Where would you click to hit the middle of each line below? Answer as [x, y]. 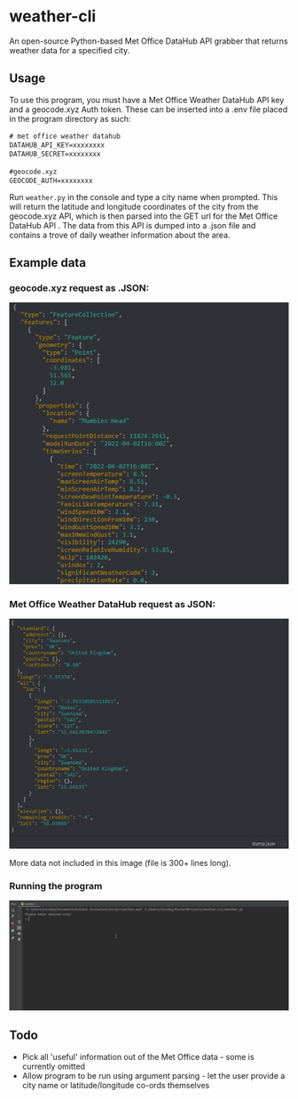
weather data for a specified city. [70, 50]
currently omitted [54, 1066]
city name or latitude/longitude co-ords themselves [116, 1085]
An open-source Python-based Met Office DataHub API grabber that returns [149, 41]
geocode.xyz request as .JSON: [79, 288]
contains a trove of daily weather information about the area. [120, 235]
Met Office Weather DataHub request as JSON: [112, 604]
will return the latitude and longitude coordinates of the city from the [134, 206]
